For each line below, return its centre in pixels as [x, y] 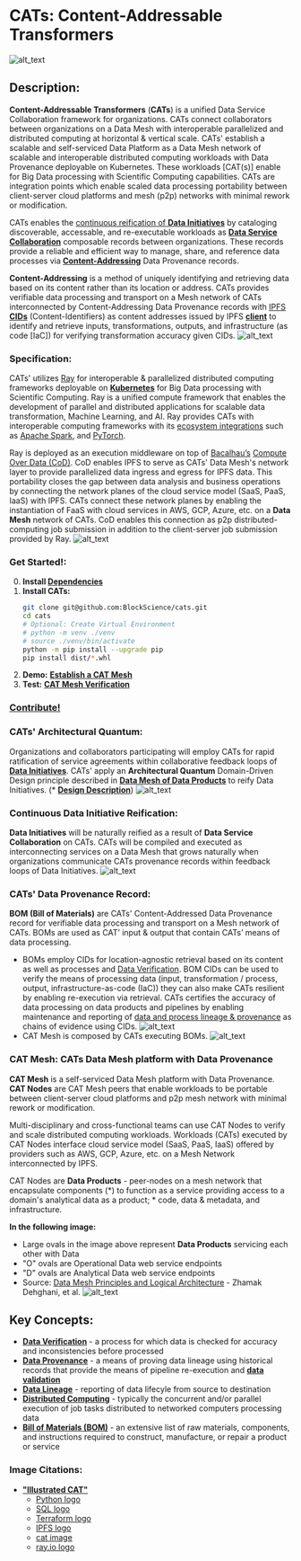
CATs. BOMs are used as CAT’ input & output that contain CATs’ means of [145, 933]
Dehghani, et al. [51, 1291]
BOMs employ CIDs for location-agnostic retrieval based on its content [153, 960]
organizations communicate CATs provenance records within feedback [140, 861]
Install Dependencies [62, 581]
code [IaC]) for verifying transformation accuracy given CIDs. [122, 335]
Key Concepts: [52, 1320]
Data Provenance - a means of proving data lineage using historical [147, 1361]
